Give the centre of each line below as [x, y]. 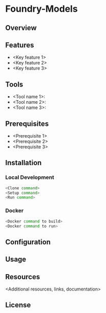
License [18, 305]
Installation [23, 163]
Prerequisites [27, 124]
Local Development [30, 177]
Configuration [28, 242]
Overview [21, 28]
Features [20, 45]
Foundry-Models [42, 9]
